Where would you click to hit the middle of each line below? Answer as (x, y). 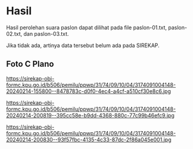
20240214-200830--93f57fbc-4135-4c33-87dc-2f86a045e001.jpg (89, 139)
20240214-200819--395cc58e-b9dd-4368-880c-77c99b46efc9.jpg (90, 115)
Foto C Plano (30, 64)
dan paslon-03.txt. (46, 33)
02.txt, (14, 33)
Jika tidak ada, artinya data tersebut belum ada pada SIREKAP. (83, 45)
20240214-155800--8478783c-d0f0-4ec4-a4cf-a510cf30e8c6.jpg (88, 91)
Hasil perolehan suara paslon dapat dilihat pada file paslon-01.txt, (87, 27)
